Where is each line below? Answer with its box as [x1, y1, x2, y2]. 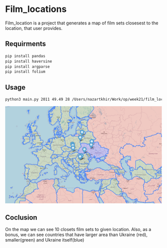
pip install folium [5, 69, 46, 74]
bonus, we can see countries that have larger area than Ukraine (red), [5, 232, 148, 238]
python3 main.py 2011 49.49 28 [5, 97, 70, 102]
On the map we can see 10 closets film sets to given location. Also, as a [5, 227, 152, 233]
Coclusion [5, 213, 37, 222]
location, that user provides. [5, 25, 63, 31]
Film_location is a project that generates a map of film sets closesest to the [5, 20, 159, 26]
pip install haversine [5, 59, 52, 64]
